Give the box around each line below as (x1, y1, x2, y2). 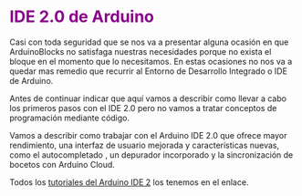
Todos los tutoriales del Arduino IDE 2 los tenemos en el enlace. (9, 176, 249, 188)
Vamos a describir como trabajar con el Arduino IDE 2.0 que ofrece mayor (9, 129, 287, 140)
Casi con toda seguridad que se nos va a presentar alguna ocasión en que (9, 36, 289, 47)
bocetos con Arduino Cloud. (9, 159, 116, 170)
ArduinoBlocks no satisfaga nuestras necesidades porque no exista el (9, 46, 272, 57)
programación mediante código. (9, 112, 130, 123)
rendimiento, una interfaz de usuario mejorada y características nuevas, (9, 139, 280, 150)
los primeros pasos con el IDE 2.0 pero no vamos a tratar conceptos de (9, 102, 277, 113)
